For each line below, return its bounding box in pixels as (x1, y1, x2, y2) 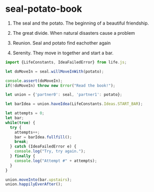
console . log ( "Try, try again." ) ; (14, 149, 86, 154)
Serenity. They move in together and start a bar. (12, 50, 114, 56)
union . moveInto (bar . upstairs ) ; (5, 177, 72, 182)
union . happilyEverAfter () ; (5, 182, 63, 187)
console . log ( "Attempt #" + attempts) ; (14, 158, 97, 163)
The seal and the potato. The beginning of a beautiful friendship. (12, 20, 149, 26)
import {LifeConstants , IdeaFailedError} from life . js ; (5, 59, 127, 65)
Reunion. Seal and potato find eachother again (12, 39, 111, 46)
